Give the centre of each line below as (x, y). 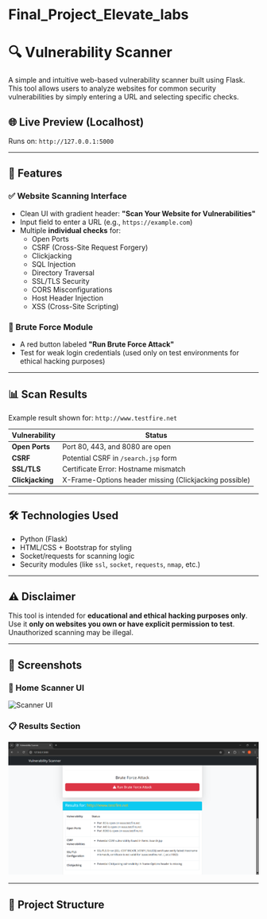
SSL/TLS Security (60, 281)
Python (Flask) (44, 539)
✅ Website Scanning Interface (68, 196)
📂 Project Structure (56, 904)
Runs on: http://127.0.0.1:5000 (61, 141)
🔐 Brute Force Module (51, 327)
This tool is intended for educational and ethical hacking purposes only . (128, 616)
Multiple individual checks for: (70, 230)
